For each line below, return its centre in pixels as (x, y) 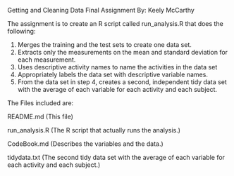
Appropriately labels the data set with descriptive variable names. (112, 74)
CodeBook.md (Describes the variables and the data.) (85, 144)
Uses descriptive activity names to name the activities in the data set (117, 67)
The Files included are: (41, 103)
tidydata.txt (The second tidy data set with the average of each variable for (116, 157)
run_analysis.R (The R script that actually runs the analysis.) (94, 130)
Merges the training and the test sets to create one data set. (104, 45)
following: (21, 31)
